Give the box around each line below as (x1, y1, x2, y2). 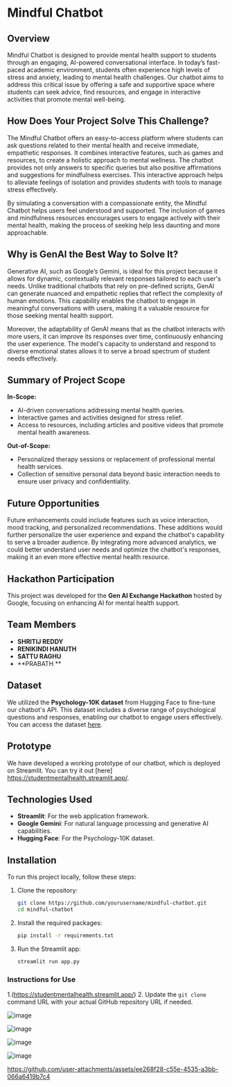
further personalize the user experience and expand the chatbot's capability (7, 531, 225, 539)
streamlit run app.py (17, 958, 80, 965)
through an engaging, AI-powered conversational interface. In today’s (7, 58, 206, 67)
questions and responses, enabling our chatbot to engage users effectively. (7, 713, 223, 721)
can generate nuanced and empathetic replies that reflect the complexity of (7, 289, 223, 297)
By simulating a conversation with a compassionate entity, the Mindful (7, 199, 207, 207)
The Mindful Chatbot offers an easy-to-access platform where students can (7, 133, 224, 142)
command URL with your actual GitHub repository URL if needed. (7, 997, 193, 1006)
